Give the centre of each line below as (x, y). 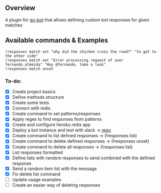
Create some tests (31, 103)
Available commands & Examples (57, 40)
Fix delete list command (36, 174)
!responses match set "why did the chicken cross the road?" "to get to (81, 52)
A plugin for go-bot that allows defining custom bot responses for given (77, 20)
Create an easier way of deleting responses (56, 185)
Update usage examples (37, 179)
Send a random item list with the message (54, 169)
